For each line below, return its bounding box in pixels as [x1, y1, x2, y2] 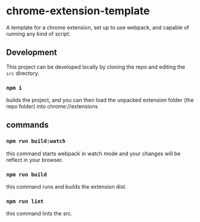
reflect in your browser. [6, 156, 64, 163]
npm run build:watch [6, 138, 66, 145]
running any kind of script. [6, 30, 71, 37]
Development [6, 48, 58, 58]
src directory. [6, 70, 40, 77]
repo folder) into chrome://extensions [6, 103, 98, 110]
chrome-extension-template [6, 4, 150, 18]
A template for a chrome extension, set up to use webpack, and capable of [6, 24, 189, 31]
